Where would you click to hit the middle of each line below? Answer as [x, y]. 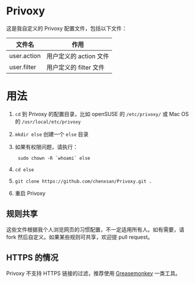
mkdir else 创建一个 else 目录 [51, 134]
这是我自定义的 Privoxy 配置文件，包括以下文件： [67, 28]
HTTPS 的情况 [32, 258]
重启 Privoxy [30, 193]
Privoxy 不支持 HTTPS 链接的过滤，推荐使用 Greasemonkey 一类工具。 [94, 273]
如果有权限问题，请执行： [46, 147]
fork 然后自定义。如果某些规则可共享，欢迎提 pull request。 [80, 237]
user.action [25, 56]
